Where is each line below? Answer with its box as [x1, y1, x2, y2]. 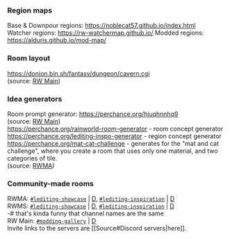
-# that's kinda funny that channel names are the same [7, 209, 165, 217]
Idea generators [7, 94, 63, 104]
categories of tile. [7, 154, 58, 162]
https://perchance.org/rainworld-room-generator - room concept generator [7, 124, 224, 133]
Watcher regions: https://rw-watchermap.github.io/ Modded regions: [7, 28, 204, 37]
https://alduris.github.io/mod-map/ [7, 36, 106, 44]
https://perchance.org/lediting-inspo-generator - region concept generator [7, 131, 222, 140]
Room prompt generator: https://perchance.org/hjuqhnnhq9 [7, 110, 179, 118]
